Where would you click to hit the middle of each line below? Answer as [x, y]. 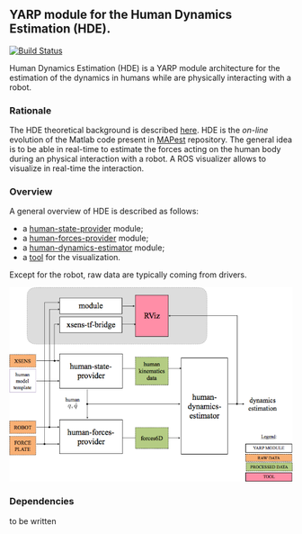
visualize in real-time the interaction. [77, 168]
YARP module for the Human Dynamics [121, 15]
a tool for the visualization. [71, 258]
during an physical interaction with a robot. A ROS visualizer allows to [138, 159]
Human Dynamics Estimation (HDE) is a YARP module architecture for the [145, 68]
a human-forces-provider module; [85, 239]
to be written [33, 520]
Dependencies [42, 502]
